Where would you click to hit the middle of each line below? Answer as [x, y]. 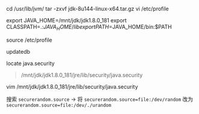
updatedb [18, 51]
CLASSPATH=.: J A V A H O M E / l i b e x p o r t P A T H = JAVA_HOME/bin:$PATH [89, 28]
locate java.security [31, 63]
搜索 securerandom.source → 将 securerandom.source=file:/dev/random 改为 [100, 99]
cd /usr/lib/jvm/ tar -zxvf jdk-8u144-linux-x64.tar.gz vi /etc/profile [88, 9]
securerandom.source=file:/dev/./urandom [59, 105]
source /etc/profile [29, 40]
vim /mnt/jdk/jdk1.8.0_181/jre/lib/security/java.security [72, 86]
